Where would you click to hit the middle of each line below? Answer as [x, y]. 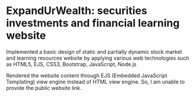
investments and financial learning [93, 23]
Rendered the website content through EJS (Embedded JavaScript [87, 75]
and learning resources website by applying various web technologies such [98, 58]
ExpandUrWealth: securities [77, 11]
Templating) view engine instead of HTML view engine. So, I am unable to [95, 82]
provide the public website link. [44, 88]
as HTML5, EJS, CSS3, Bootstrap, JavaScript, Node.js [71, 64]
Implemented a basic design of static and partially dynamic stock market [94, 51]
